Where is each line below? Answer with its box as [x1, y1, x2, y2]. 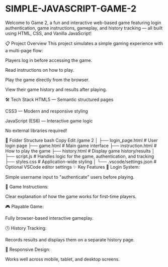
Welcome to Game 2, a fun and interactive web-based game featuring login [5, 20, 161, 26]
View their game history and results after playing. [5, 86, 107, 92]
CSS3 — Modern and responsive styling [5, 108, 88, 114]
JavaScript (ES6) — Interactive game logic [5, 117, 93, 123]
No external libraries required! [5, 127, 67, 133]
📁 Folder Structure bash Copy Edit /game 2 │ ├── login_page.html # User [5, 137, 158, 143]
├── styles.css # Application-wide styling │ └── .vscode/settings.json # [5, 159, 157, 165]
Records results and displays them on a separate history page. [5, 236, 135, 242]
